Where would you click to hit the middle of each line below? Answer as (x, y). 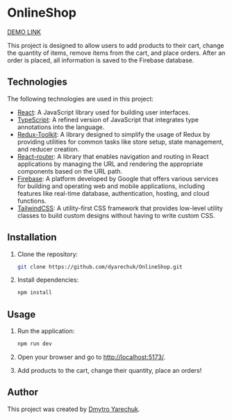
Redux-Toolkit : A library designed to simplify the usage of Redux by (114, 134)
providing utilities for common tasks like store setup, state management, (121, 142)
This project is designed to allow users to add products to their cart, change (116, 45)
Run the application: (46, 331)
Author (23, 393)
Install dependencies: (48, 280)
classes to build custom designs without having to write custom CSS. (116, 215)
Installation (32, 237)
